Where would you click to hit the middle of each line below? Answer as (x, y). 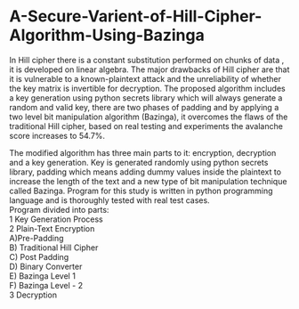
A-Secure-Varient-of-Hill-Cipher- (136, 16)
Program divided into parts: (59, 209)
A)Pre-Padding (36, 238)
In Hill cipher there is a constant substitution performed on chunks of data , (147, 60)
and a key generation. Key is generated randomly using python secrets (139, 162)
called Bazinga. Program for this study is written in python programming (141, 191)
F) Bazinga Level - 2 (46, 285)
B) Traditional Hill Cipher (54, 248)
